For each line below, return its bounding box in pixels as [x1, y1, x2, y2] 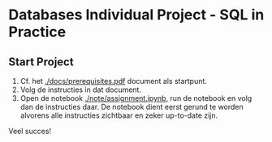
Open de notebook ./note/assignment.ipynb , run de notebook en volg [19, 94, 253, 102]
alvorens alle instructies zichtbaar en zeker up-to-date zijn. [19, 111, 218, 120]
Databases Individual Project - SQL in [8, 6, 265, 24]
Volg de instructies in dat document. [19, 85, 142, 94]
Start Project [8, 55, 75, 69]
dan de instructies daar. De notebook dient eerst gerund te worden [19, 102, 244, 111]
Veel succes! [8, 127, 51, 136]
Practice [8, 23, 67, 41]
